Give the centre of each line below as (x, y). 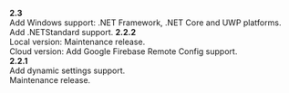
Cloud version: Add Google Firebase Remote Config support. (124, 51)
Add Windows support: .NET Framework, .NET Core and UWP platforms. (145, 23)
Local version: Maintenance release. (77, 42)
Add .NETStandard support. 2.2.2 (73, 32)
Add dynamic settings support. (67, 70)
